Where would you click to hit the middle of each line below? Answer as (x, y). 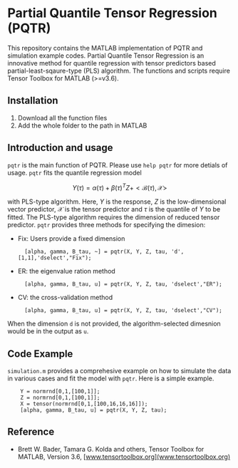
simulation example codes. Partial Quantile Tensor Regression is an (106, 56)
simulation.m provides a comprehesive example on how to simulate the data (119, 371)
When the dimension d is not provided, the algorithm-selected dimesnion (114, 324)
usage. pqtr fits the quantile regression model (75, 172)
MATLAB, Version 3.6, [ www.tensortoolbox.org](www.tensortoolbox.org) (124, 457)
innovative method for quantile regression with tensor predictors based (112, 63)
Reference (31, 432)
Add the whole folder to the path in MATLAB (82, 125)
